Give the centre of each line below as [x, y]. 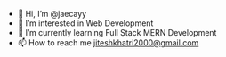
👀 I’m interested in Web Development [85, 23]
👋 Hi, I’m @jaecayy [52, 14]
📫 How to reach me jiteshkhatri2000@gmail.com [108, 43]
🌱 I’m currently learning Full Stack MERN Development [117, 33]
